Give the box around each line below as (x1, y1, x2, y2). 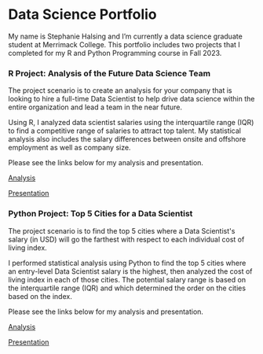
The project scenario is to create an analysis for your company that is (8, 86, 232, 95)
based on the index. (8, 291, 72, 301)
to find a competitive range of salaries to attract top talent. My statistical (8, 126, 242, 135)
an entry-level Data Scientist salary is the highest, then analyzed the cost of (8, 266, 253, 276)
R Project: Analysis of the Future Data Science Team (8, 68, 210, 79)
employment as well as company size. (8, 143, 131, 153)
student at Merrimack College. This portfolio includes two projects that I (8, 39, 241, 49)
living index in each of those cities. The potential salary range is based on (8, 275, 246, 284)
